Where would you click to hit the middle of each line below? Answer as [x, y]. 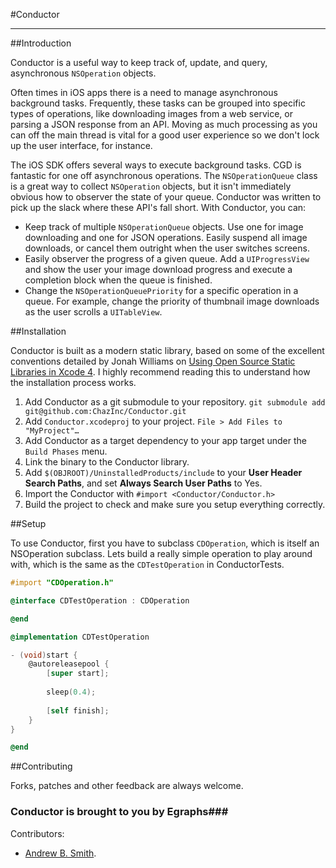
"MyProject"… [52, 431]
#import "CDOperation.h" [62, 583]
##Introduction [41, 43]
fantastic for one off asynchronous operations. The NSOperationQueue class [164, 175]
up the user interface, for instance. [81, 145]
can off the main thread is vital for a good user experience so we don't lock [165, 135]
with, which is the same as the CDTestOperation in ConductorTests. [147, 564]
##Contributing [41, 766]
